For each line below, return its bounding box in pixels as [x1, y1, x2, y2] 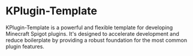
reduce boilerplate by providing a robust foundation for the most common [5, 36, 187, 43]
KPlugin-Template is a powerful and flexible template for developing [5, 24, 173, 31]
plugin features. [5, 43, 44, 50]
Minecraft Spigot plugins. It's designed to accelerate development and [5, 30, 179, 37]
